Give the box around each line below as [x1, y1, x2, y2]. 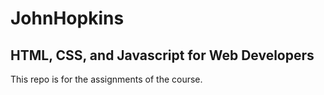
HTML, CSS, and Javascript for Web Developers [10, 47, 315, 64]
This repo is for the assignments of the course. [10, 73, 203, 85]
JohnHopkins [10, 7, 125, 30]
